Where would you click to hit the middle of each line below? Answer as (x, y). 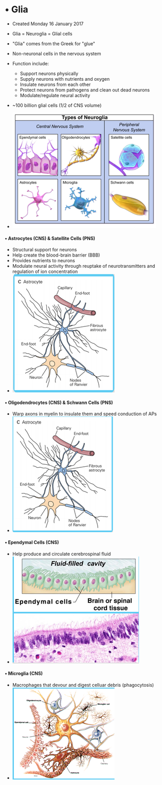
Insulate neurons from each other (55, 84)
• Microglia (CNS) (24, 673)
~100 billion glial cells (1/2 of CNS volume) (57, 105)
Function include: (31, 63)
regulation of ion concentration (45, 271)
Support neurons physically (49, 74)
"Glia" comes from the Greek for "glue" (54, 43)
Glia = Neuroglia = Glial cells (42, 33)
